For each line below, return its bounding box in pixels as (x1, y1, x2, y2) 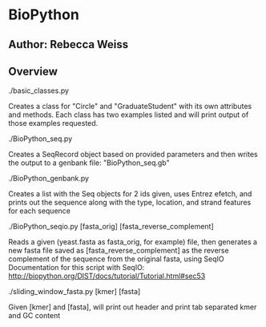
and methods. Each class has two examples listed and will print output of (8, 110, 249, 119)
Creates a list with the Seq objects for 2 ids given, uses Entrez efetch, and (8, 189, 252, 199)
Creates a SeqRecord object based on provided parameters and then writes (8, 150, 258, 159)
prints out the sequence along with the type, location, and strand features (8, 198, 252, 208)
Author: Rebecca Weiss (8, 38, 129, 51)
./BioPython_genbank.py (8, 174, 90, 184)
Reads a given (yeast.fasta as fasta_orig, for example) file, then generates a (8, 237, 258, 247)
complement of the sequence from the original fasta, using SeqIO (8, 254, 224, 264)
